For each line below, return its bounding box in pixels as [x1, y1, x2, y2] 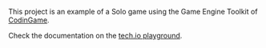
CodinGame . [8, 15, 50, 25]
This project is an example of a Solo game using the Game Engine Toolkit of [8, 7, 258, 16]
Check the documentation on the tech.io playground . [8, 31, 183, 40]
